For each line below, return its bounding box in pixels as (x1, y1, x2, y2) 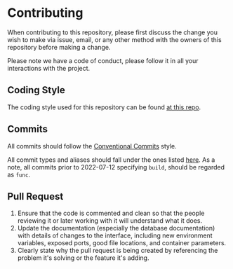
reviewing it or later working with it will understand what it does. (17, 216, 202, 225)
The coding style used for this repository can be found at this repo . (7, 103, 201, 111)
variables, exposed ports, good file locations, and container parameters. (17, 239, 227, 247)
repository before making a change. (7, 43, 111, 51)
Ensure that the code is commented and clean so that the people (17, 209, 205, 218)
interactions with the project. (7, 64, 91, 72)
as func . (7, 170, 30, 179)
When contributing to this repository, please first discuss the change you (7, 28, 218, 36)
